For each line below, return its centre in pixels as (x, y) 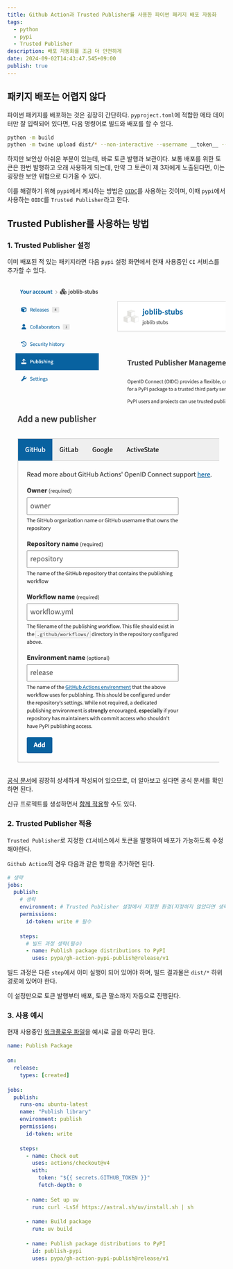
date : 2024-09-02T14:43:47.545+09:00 (62, 59)
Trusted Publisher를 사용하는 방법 (78, 223)
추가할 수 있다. (27, 270)
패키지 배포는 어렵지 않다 (57, 97)
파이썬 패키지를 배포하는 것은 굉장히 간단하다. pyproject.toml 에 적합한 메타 (109, 115)
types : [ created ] (45, 1075)
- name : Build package (58, 1222)
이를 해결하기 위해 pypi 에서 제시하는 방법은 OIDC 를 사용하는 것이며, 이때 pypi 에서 (116, 191)
